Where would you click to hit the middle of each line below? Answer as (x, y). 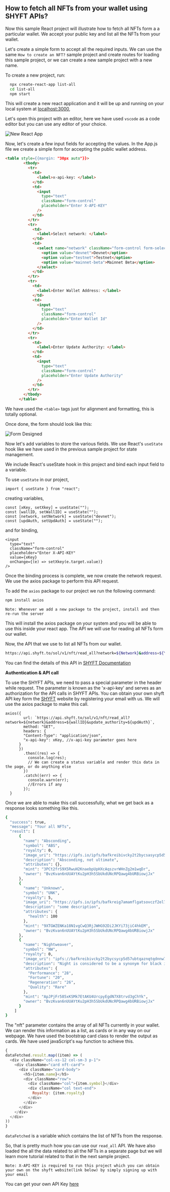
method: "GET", (39, 727)
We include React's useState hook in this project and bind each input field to (85, 464)
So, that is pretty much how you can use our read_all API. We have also (80, 1146)
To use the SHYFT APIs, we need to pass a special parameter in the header (83, 683)
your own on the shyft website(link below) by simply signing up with (81, 1170)
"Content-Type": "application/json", (63, 735)
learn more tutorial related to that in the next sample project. (68, 1156)
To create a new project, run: (35, 75)
